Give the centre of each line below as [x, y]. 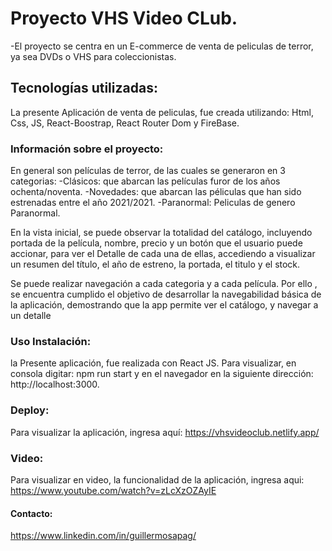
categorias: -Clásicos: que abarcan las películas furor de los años [145, 181]
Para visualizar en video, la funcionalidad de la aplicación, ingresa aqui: [157, 479]
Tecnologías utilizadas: [84, 88]
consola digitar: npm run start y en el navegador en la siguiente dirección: [162, 374]
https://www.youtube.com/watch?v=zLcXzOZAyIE [113, 490]
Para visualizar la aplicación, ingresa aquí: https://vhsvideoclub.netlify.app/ [165, 432]
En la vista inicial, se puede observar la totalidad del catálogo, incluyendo [161, 233]
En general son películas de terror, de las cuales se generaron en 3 [148, 171]
